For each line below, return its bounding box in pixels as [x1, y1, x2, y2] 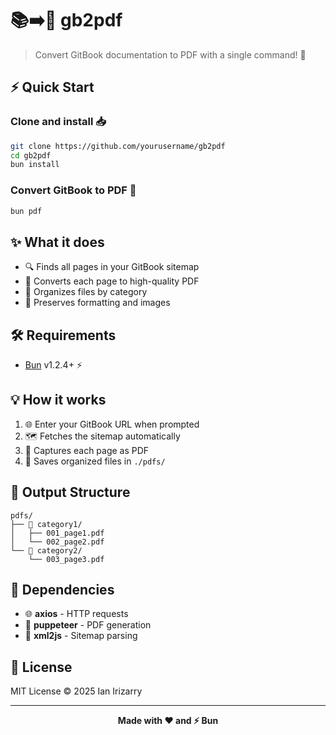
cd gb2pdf [10, 150, 52, 161]
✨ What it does [10, 233, 105, 251]
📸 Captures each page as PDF [24, 444, 150, 456]
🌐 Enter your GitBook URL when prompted [24, 418, 200, 430]
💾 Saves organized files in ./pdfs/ [24, 455, 166, 467]
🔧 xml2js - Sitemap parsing [24, 630, 138, 642]
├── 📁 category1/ [10, 519, 83, 529]
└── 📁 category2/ [10, 545, 83, 556]
